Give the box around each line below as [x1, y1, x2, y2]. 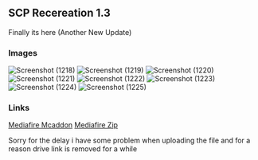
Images [8, 47, 38, 58]
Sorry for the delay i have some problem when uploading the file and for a [8, 135, 251, 146]
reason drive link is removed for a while [8, 144, 138, 154]
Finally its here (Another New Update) [8, 27, 132, 37]
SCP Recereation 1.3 [8, 6, 111, 20]
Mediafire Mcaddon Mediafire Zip [8, 120, 118, 130]
